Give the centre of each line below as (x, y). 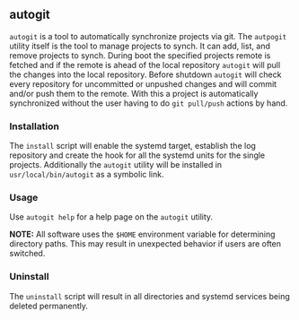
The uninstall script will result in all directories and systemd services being (149, 296)
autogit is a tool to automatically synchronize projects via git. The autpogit (148, 36)
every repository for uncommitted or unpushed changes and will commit (143, 83)
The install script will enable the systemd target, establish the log (132, 146)
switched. (27, 254)
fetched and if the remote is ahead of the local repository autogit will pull (145, 65)
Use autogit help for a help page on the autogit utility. (111, 217)
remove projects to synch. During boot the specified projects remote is (140, 55)
